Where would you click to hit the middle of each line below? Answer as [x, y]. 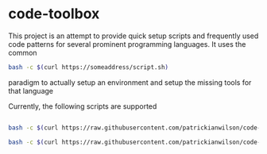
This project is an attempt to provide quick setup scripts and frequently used [133, 36]
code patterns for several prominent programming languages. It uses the [127, 44]
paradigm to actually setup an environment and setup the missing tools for [130, 82]
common [23, 52]
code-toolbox [54, 14]
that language [31, 90]
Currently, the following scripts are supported [83, 106]
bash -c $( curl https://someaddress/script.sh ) [89, 67]
